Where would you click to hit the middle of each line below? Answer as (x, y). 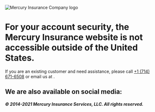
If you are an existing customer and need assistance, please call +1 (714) (77, 71)
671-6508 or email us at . (30, 76)
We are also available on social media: (64, 92)
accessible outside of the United (71, 48)
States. (20, 58)
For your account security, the (67, 27)
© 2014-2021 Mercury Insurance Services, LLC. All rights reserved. (74, 104)
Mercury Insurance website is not (74, 38)
